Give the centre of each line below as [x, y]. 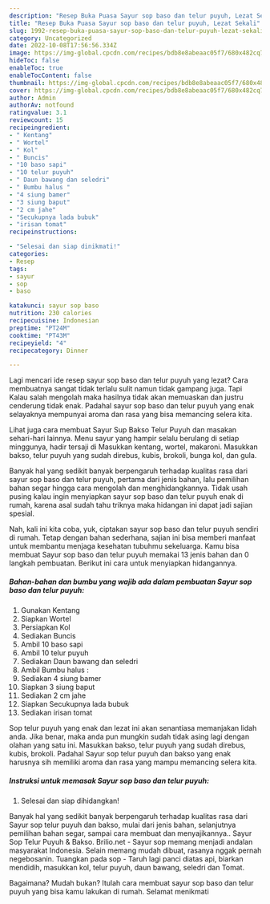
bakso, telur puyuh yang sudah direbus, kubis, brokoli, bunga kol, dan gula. [133, 456]
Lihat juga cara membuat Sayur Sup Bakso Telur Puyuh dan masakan [123, 430]
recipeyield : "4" [38, 343]
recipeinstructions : [44, 232]
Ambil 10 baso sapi [52, 645]
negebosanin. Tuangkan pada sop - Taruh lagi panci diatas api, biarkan [126, 859]
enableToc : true [36, 68]
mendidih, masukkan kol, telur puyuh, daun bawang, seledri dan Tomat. [127, 868]
